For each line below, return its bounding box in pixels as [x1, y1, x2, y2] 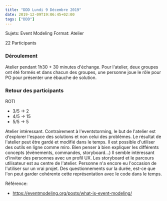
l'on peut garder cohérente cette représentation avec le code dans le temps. [5, 170, 162, 176]
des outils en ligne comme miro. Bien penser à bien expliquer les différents [5, 144, 159, 150]
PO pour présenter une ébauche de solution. [5, 74, 97, 80]
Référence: [5, 180, 28, 186]
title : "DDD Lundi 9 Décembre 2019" [5, 7, 81, 12]
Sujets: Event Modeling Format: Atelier [5, 30, 84, 36]
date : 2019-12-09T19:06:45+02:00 [5, 12, 75, 17]
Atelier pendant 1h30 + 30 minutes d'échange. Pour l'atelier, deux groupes [5, 63, 158, 70]
